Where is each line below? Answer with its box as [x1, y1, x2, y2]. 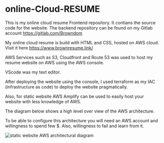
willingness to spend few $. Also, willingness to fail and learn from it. [5, 123, 144, 129]
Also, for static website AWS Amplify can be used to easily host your [5, 93, 144, 99]
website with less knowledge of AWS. [5, 98, 81, 104]
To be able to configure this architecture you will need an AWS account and [5, 117, 159, 123]
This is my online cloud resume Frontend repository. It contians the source [5, 20, 156, 26]
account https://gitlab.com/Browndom [5, 30, 83, 36]
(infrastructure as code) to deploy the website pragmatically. [5, 84, 128, 89]
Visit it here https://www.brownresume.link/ [5, 45, 94, 51]
